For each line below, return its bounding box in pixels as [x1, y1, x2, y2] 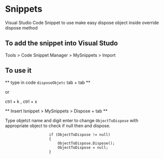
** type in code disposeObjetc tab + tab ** [5, 79, 91, 85]
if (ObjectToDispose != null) [48, 132, 111, 137]
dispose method [5, 25, 38, 30]
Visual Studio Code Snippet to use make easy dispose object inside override [5, 20, 159, 26]
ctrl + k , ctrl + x [5, 98, 38, 104]
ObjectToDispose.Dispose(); [57, 141, 115, 146]
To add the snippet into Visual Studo [5, 39, 118, 48]
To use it [5, 66, 32, 75]
